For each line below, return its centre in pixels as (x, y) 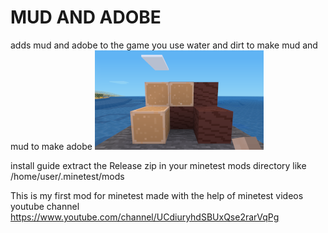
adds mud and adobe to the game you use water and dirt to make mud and (164, 45)
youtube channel (45, 206)
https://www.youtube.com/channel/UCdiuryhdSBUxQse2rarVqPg (145, 217)
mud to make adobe (51, 146)
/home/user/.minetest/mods (67, 176)
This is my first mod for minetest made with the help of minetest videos (157, 195)
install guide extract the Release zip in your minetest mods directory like (158, 165)
